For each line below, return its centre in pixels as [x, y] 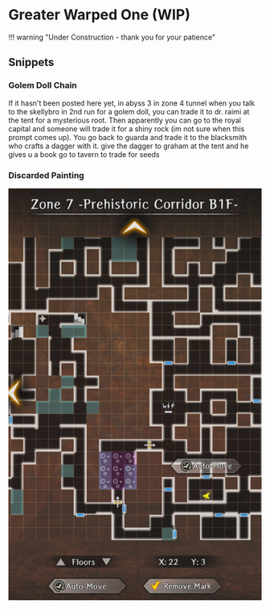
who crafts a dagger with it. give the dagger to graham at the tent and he [129, 146]
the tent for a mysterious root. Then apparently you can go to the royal [125, 120]
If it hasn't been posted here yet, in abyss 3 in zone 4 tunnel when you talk [132, 103]
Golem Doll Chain [43, 85]
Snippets [31, 62]
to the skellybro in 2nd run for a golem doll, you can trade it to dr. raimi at [129, 111]
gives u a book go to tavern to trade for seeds [84, 154]
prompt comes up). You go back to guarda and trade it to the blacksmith [128, 137]
